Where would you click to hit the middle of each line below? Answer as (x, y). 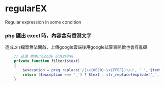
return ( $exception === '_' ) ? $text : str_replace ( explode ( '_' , (91, 75)
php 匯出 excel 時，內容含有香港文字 (48, 36)
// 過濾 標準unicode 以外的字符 (44, 57)
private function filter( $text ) (47, 61)
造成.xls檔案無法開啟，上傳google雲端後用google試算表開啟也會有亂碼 (76, 47)
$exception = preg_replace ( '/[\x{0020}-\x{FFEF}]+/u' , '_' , (85, 70)
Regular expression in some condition (43, 22)
